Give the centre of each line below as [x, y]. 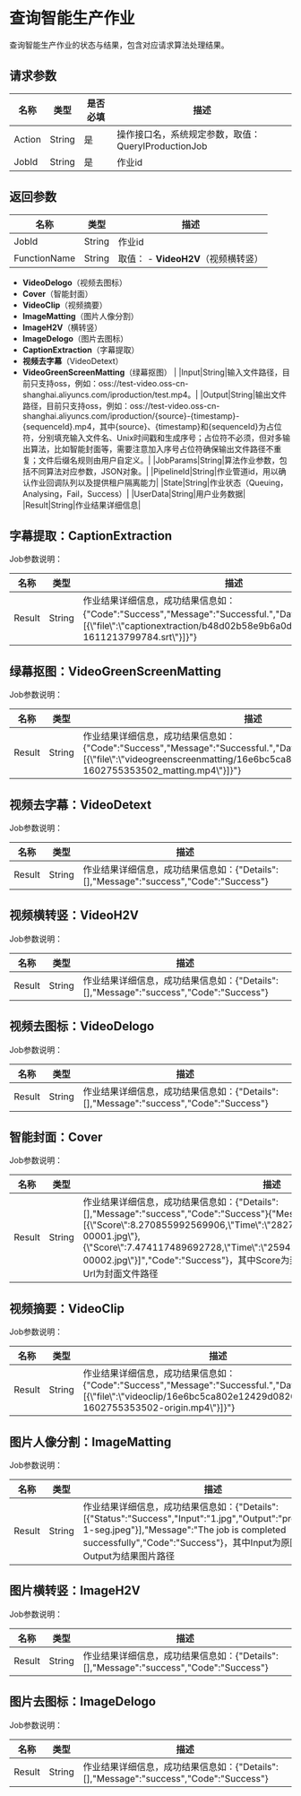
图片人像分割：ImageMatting [90, 1441]
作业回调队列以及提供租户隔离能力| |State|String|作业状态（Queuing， [159, 482]
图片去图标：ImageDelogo [83, 1701]
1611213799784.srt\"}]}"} [140, 638]
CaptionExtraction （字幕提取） [81, 350]
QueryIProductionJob [162, 146]
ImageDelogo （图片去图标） [75, 338]
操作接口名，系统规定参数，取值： [188, 134]
